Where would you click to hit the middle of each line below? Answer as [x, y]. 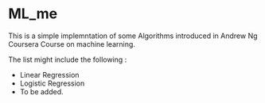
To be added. [41, 91]
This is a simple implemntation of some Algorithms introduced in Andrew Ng [133, 36]
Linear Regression [49, 74]
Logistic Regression [52, 83]
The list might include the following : [68, 59]
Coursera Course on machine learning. [72, 44]
